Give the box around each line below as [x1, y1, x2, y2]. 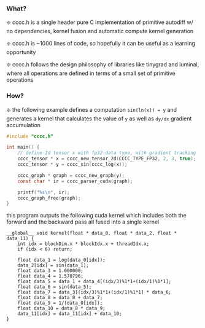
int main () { [6, 144, 40, 150]
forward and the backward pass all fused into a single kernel [6, 218, 160, 225]
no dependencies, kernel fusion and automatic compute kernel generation [6, 28, 194, 35]
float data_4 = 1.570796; [17, 273, 84, 279]
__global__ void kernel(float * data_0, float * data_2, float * [6, 230, 177, 236]
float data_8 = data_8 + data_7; [17, 295, 103, 301]
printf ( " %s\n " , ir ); [17, 189, 70, 195]
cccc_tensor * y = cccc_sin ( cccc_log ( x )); [17, 162, 128, 168]
